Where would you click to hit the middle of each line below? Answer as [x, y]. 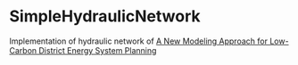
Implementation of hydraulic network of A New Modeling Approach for [138, 41]
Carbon [23, 50]
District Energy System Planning [98, 50]
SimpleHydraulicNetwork [105, 16]
